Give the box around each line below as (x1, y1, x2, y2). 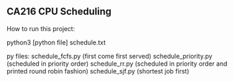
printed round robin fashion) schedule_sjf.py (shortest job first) (6, 66, 189, 75)
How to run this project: (6, 24, 76, 33)
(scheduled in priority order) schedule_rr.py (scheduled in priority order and (6, 59, 228, 68)
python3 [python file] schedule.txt (6, 38, 106, 47)
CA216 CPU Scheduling (6, 6, 112, 18)
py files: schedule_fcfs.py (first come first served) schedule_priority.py (6, 52, 213, 60)
